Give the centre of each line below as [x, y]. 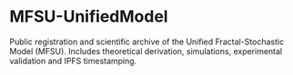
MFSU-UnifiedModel [89, 17]
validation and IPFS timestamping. [73, 61]
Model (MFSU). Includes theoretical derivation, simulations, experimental [146, 51]
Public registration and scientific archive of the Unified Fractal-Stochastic [147, 42]
